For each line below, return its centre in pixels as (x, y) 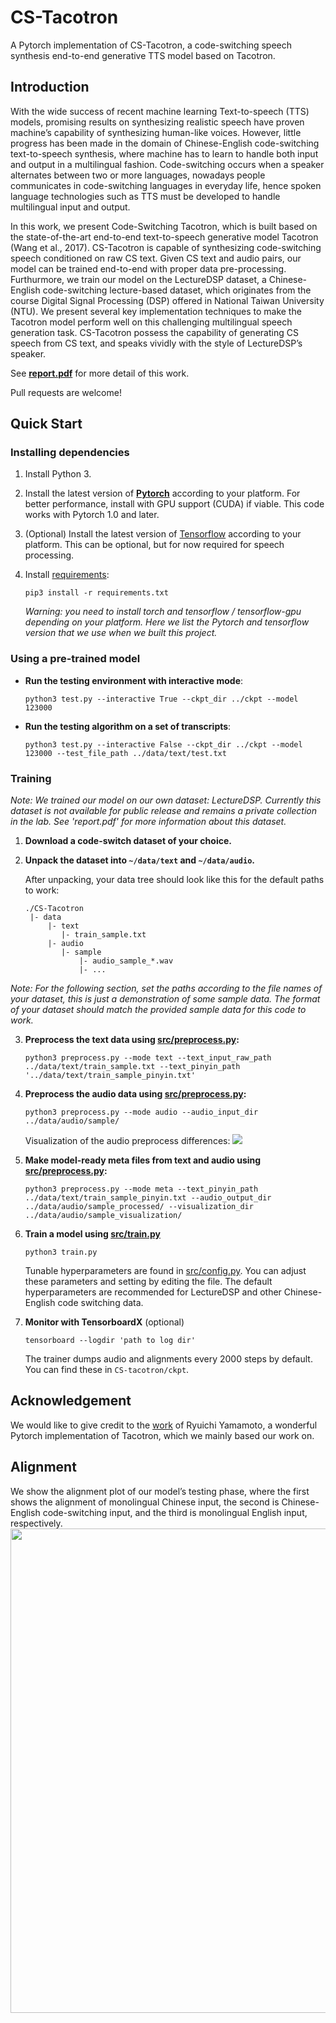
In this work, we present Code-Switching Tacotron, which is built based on (164, 226)
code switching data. (100, 1303)
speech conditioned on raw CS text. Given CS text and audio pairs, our (156, 258)
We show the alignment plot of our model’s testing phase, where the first (160, 1491)
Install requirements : (67, 575)
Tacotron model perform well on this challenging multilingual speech (151, 322)
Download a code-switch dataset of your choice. (128, 841)
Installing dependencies (70, 453)
